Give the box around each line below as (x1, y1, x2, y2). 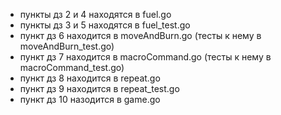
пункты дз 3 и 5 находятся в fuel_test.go (19, 19, 191, 31)
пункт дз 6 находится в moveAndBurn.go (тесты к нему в (19, 30, 262, 41)
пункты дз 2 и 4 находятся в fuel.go (19, 9, 172, 20)
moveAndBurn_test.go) (19, 40, 115, 52)
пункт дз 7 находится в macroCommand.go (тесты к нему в (19, 51, 272, 63)
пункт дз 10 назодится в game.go (19, 94, 161, 105)
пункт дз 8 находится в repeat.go (19, 72, 161, 84)
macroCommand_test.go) (19, 62, 125, 73)
